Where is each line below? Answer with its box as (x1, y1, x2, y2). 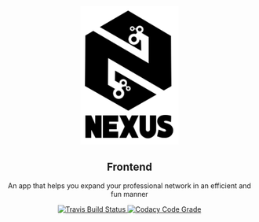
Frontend (106, 160, 153, 173)
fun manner (111, 190, 148, 199)
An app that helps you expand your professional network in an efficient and (8, 181, 251, 191)
